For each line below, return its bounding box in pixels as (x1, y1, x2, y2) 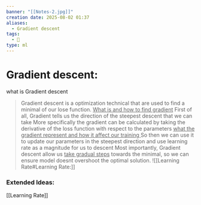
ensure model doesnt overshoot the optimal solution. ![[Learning (20, 156, 179, 164)
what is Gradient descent (6, 88, 68, 95)
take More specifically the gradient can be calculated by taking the (20, 118, 185, 126)
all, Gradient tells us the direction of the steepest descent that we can (20, 112, 193, 119)
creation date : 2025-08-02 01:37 (6, 14, 90, 20)
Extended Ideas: (6, 178, 55, 186)
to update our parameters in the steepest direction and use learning (20, 137, 188, 144)
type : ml (6, 43, 28, 49)
